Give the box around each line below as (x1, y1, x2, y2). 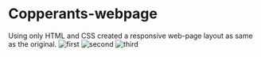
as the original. (8, 39, 57, 48)
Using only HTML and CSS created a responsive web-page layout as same (8, 31, 253, 40)
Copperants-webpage (8, 5, 158, 23)
